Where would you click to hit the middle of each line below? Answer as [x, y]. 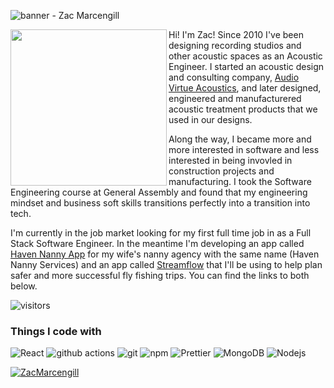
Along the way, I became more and [240, 139]
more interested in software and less [244, 149]
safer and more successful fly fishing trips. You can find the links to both [160, 275]
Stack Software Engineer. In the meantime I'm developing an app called [157, 243]
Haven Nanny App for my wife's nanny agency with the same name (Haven [165, 254]
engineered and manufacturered [235, 98]
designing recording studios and [235, 45]
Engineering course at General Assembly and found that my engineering [159, 192]
